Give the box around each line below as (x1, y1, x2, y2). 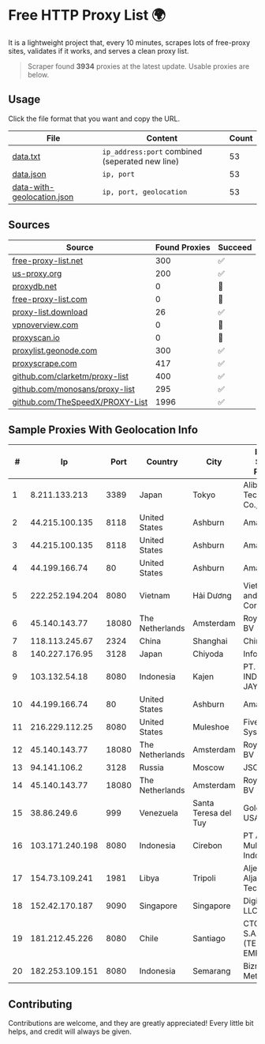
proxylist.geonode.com (12, 345, 98, 356)
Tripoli (192, 873, 216, 884)
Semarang (192, 966, 231, 977)
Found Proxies (155, 242, 211, 253)
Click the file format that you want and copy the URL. (8, 114, 180, 123)
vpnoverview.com (12, 319, 79, 330)
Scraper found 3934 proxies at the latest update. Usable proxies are (27, 61, 250, 71)
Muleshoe (192, 722, 230, 733)
